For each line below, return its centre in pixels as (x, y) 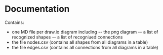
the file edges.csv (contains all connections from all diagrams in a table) (85, 47)
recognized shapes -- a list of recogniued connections (67, 37)
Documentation (37, 9)
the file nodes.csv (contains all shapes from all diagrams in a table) (80, 42)
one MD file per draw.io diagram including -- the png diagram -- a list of (85, 32)
